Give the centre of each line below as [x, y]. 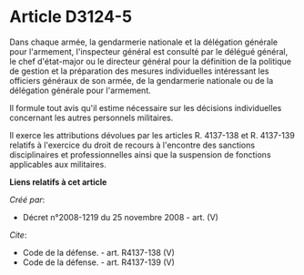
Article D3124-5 [71, 17]
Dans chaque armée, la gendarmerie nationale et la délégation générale [144, 42]
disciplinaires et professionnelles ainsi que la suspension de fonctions [140, 154]
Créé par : [27, 199]
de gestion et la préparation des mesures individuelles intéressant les [139, 71]
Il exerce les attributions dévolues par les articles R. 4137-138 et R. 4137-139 [152, 135]
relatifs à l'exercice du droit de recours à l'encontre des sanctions [132, 145]
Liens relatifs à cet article [58, 182]
